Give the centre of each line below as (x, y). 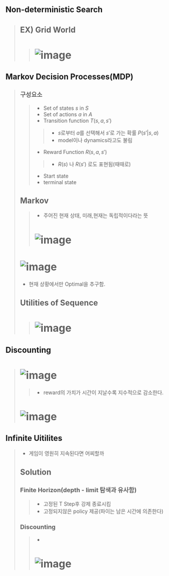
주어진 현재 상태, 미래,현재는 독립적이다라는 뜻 (96, 215)
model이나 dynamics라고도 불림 (95, 140)
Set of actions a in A (68, 114)
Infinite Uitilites (34, 438)
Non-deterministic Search (54, 10)
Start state (56, 176)
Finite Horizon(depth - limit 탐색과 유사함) (78, 490)
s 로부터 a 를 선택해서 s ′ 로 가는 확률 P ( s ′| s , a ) (108, 133)
